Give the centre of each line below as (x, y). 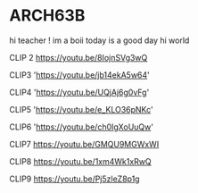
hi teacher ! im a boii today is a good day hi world (99, 40)
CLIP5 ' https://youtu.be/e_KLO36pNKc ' (81, 109)
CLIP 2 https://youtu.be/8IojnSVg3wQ (78, 57)
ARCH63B (47, 16)
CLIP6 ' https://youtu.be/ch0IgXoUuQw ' (82, 127)
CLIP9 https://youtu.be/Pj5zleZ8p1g (74, 179)
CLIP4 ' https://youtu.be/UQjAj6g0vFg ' (79, 92)
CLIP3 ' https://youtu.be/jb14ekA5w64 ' (79, 75)
